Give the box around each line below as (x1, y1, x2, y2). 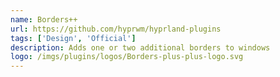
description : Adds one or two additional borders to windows (10, 42, 271, 53)
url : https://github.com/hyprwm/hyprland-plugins (10, 24, 222, 34)
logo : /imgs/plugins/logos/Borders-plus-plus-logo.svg (10, 52, 244, 62)
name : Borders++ (10, 14, 78, 25)
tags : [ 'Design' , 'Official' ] (10, 33, 137, 43)
